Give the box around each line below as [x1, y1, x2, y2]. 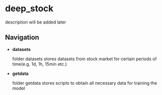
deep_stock [5, 3, 54, 14]
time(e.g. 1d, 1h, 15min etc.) [12, 61, 67, 67]
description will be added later [5, 19, 67, 25]
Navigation [5, 33, 39, 42]
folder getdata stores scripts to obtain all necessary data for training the [12, 80, 158, 86]
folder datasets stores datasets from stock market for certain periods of [12, 56, 157, 62]
